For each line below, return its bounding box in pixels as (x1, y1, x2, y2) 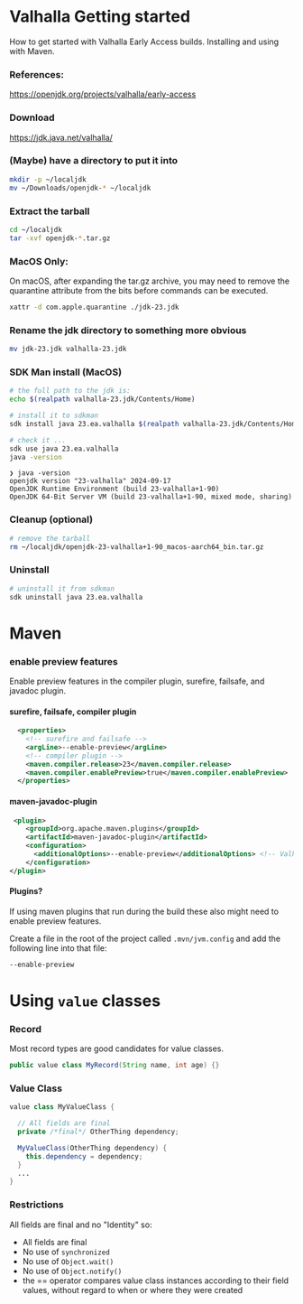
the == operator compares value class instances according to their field (22, 1275, 289, 1286)
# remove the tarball (9, 534, 91, 543)
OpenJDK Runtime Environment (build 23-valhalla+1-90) (9, 485, 220, 494)
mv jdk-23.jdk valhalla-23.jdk (9, 345, 127, 354)
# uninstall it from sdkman (9, 584, 115, 593)
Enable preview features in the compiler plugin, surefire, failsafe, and (9, 675, 265, 686)
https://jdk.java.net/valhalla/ (9, 132, 113, 143)
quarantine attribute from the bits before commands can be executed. (9, 284, 269, 295)
